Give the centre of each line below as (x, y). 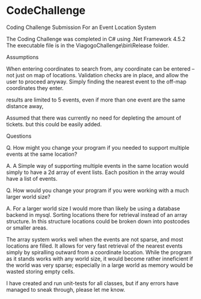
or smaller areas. (27, 228)
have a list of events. (32, 178)
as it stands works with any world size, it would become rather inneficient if (100, 259)
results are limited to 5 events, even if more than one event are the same (96, 100)
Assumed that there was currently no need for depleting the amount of (94, 118)
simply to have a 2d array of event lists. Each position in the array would (95, 172)
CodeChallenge (46, 11)
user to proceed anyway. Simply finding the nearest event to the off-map (96, 82)
